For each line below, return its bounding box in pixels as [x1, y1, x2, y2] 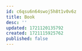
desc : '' [6, 19, 27, 25]
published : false [6, 36, 48, 42]
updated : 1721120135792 [6, 25, 64, 31]
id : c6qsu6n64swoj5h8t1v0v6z [6, 8, 77, 15]
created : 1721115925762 [6, 30, 64, 36]
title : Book [6, 14, 35, 20]
